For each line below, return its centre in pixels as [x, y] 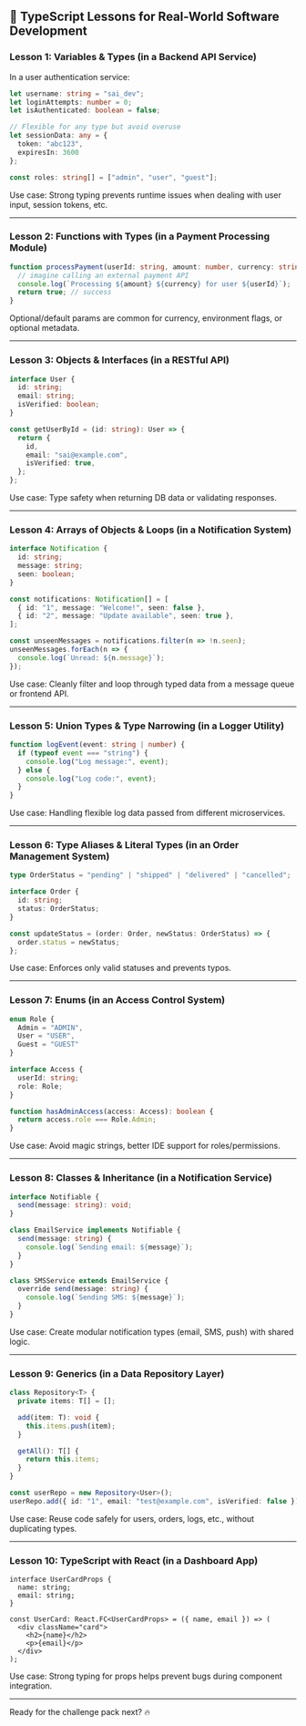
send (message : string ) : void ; [75, 1205]
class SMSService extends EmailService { [89, 1281]
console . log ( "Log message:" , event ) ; [97, 761]
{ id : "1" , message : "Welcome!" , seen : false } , [112, 607]
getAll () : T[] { [48, 1451]
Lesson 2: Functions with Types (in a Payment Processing [140, 236]
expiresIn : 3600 [48, 152]
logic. [20, 1341]
